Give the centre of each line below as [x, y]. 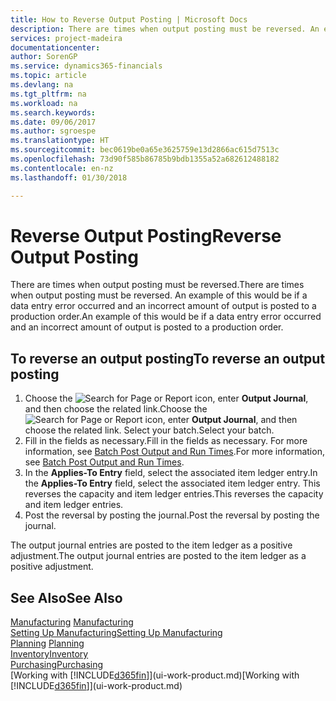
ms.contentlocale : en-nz [62, 168]
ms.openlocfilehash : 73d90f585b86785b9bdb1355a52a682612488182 [145, 159]
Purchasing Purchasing [57, 665]
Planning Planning [47, 643]
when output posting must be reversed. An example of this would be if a [159, 295]
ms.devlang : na [42, 85]
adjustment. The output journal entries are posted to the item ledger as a [158, 556]
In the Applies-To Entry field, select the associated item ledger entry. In [171, 473]
